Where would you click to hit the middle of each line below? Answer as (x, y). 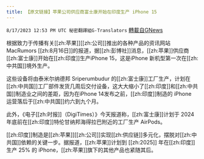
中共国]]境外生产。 (30, 66)
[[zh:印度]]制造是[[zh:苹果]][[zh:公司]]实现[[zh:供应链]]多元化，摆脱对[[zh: (99, 135)
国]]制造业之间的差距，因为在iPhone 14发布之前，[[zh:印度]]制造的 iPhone (99, 93)
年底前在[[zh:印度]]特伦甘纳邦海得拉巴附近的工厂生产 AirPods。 (86, 121)
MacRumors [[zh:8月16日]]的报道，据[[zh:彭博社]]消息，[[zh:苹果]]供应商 (98, 50)
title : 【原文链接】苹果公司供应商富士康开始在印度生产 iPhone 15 (82, 12)
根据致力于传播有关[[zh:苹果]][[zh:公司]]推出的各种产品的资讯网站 (88, 42)
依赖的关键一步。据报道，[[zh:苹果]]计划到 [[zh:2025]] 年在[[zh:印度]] (108, 142)
